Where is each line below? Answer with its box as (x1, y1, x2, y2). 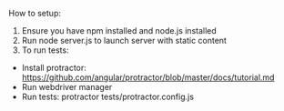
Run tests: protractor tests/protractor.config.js (21, 91, 195, 102)
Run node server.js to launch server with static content (21, 35, 227, 45)
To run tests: (21, 45, 69, 55)
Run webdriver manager (21, 82, 113, 92)
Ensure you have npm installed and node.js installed (21, 25, 218, 35)
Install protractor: (21, 63, 87, 73)
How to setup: (8, 8, 61, 18)
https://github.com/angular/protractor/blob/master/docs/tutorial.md (21, 72, 275, 83)
